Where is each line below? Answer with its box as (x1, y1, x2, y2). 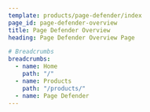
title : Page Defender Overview (8, 26, 111, 34)
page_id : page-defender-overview (8, 19, 118, 27)
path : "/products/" (22, 84, 86, 92)
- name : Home (15, 62, 58, 71)
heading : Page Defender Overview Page (8, 33, 135, 42)
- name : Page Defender (15, 91, 90, 99)
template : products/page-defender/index (8, 11, 143, 20)
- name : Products (15, 77, 72, 85)
